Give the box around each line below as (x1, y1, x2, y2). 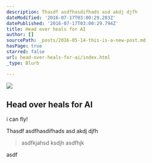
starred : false (6, 49, 45, 55)
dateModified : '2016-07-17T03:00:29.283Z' (6, 15, 116, 21)
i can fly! (6, 115, 29, 123)
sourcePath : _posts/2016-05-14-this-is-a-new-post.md (6, 37, 147, 43)
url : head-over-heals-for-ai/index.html (6, 54, 111, 60)
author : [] (6, 32, 34, 38)
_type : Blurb (6, 60, 40, 66)
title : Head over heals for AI (6, 26, 86, 32)
